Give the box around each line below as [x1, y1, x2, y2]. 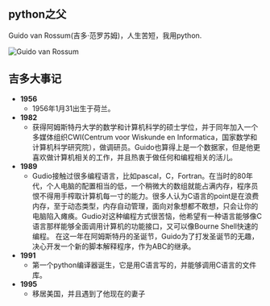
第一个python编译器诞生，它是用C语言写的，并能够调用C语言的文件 [31, 260, 256, 270]
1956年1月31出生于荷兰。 [31, 103, 115, 113]
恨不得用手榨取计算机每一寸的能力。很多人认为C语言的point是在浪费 [31, 191, 260, 201]
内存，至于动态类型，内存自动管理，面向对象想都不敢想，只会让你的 [31, 201, 259, 211]
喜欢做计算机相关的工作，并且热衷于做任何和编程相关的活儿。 [31, 152, 238, 162]
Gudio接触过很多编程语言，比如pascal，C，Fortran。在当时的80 [31, 171, 247, 180]
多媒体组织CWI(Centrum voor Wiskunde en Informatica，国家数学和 [31, 132, 258, 142]
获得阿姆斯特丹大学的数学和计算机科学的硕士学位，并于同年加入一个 [31, 122, 259, 131]
